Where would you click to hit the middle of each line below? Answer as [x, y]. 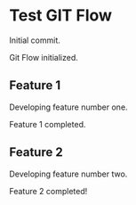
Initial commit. [35, 40]
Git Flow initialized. [44, 57]
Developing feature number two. [68, 174]
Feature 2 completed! [48, 191]
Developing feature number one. [68, 107]
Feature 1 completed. [48, 124]
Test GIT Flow [61, 16]
